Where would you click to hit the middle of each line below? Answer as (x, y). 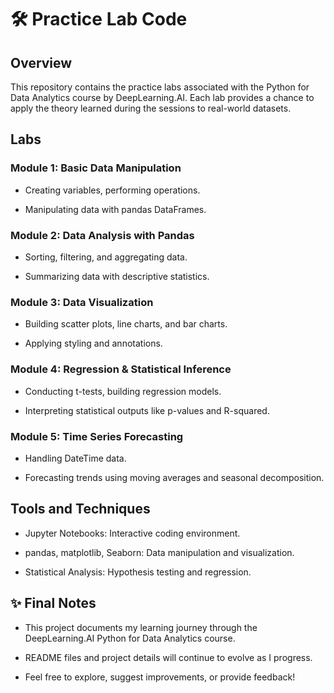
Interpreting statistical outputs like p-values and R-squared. (147, 410)
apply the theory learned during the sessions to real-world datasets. (151, 108)
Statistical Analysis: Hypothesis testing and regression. (138, 572)
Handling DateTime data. (75, 458)
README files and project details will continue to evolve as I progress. (168, 657)
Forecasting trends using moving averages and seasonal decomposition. (174, 477)
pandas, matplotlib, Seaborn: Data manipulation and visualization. (159, 552)
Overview (41, 62)
